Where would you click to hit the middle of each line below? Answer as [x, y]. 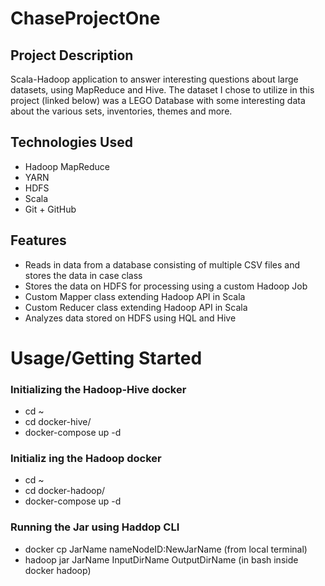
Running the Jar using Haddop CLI [95, 527]
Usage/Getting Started [106, 358]
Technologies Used [71, 142]
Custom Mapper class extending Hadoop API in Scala [135, 296]
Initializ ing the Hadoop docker [86, 459]
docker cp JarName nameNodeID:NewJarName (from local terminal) [166, 549]
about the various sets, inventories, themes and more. [121, 111]
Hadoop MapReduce [67, 166]
